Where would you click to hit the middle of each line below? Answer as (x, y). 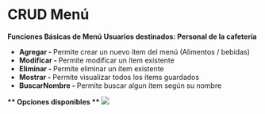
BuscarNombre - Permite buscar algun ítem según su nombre (120, 85)
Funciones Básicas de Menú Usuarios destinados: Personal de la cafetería (132, 36)
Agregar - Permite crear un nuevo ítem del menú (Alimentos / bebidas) (134, 51)
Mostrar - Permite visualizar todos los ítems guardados (109, 77)
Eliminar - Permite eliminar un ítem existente (91, 68)
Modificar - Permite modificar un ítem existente (97, 60)
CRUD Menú (48, 15)
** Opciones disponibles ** (54, 101)
